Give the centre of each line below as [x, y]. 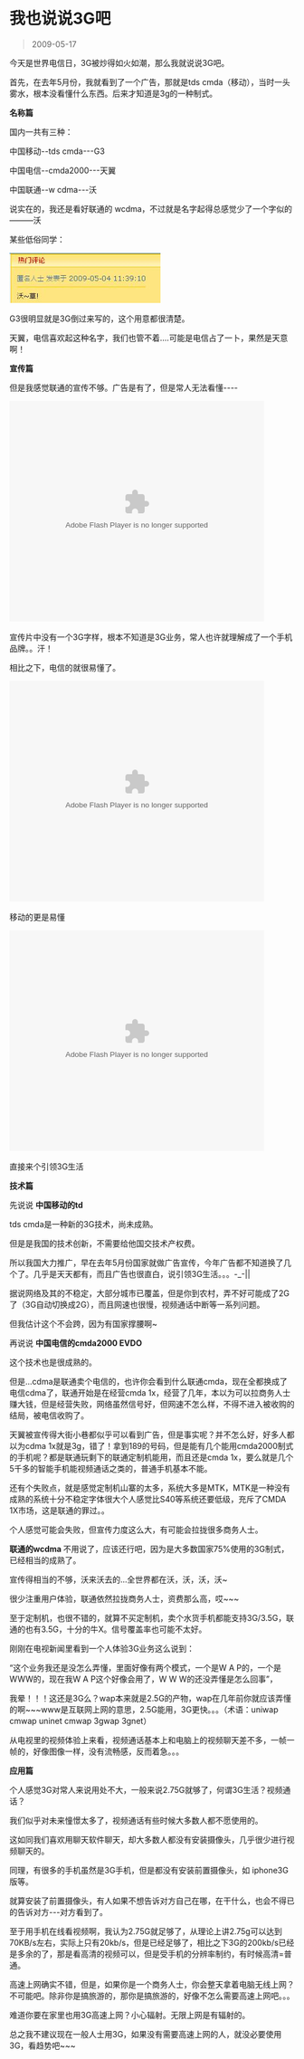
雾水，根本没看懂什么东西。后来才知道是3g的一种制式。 [114, 93]
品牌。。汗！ [31, 648]
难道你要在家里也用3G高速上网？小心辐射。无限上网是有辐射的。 [130, 2015]
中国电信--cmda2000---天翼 [62, 170]
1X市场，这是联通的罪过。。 [60, 1510]
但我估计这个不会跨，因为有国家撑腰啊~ [84, 1323]
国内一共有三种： [41, 131]
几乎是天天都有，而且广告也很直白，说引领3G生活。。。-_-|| [142, 1273]
